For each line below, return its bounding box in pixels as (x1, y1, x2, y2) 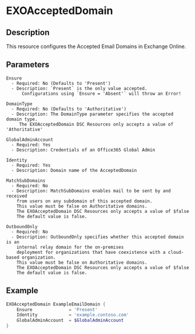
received (6, 193, 27, 199)
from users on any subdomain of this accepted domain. (16, 198, 153, 204)
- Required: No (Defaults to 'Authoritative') (11, 106, 127, 112)
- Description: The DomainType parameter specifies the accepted (11, 111, 174, 117)
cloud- (168, 249, 184, 255)
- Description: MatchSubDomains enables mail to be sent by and (11, 188, 171, 194)
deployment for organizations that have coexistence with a (16, 249, 166, 255)
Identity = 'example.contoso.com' (16, 312, 130, 318)
